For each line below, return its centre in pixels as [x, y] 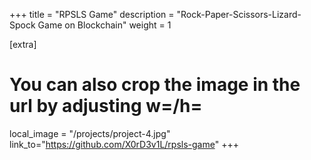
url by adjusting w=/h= [106, 106]
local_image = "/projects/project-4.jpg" [90, 133]
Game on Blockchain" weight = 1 [104, 25]
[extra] [23, 44]
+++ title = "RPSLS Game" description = [92, 14]
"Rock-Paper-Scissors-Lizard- [239, 14]
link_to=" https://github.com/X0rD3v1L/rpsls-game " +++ [124, 144]
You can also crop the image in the [155, 85]
